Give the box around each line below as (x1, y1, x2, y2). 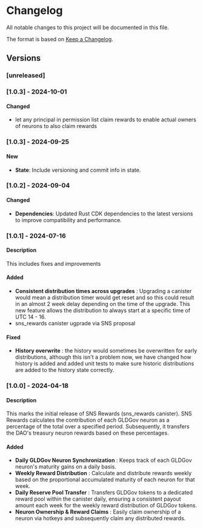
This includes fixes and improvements (6, 260, 101, 267)
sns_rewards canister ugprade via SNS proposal (15, 319, 136, 327)
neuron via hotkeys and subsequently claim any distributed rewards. (15, 515, 186, 522)
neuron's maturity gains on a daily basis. (15, 463, 116, 470)
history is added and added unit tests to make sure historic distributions (15, 360, 195, 367)
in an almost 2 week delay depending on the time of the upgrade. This (15, 300, 190, 307)
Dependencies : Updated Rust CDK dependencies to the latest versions (15, 210, 193, 217)
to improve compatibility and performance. (15, 216, 122, 223)
